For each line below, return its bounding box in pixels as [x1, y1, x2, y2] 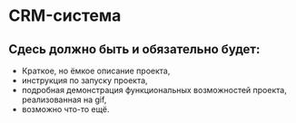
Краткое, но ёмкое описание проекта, [21, 65, 171, 76]
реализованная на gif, [21, 94, 107, 105]
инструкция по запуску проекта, [21, 75, 148, 86]
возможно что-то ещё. [21, 104, 110, 114]
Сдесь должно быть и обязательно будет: [8, 42, 261, 57]
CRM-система [8, 5, 122, 26]
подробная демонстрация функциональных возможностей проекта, [21, 85, 287, 95]
